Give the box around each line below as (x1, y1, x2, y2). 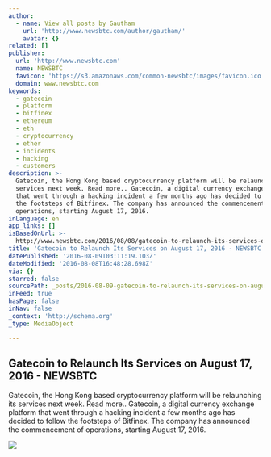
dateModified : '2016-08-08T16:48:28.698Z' (8, 259, 153, 267)
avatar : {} (23, 34, 60, 43)
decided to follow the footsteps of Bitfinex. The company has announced (8, 417, 251, 426)
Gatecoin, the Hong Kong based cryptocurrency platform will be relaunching (8, 391, 262, 400)
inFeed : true (8, 290, 52, 298)
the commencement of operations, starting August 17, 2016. (8, 425, 206, 434)
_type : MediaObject (8, 320, 74, 328)
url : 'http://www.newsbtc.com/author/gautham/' (23, 27, 186, 35)
